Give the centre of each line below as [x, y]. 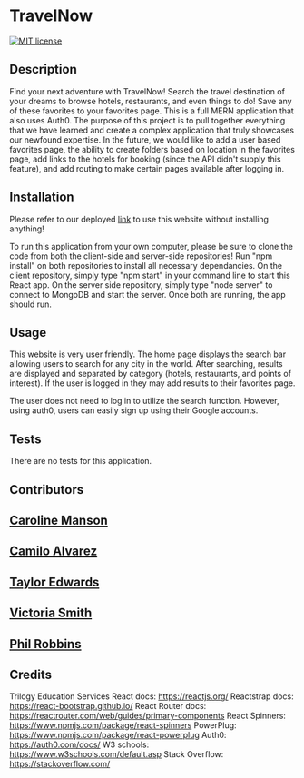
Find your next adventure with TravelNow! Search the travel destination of [147, 91]
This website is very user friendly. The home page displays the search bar [148, 354]
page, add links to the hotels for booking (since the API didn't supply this [145, 159]
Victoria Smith [51, 613]
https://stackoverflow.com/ [60, 764]
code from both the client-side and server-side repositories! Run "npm [141, 256]
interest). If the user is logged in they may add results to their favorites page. [152, 383]
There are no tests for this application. [81, 461]
